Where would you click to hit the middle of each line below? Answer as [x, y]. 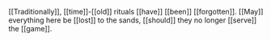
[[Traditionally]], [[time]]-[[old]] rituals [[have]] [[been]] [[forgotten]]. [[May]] [136, 12]
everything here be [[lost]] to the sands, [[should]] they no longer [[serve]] [133, 20]
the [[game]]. [30, 29]
